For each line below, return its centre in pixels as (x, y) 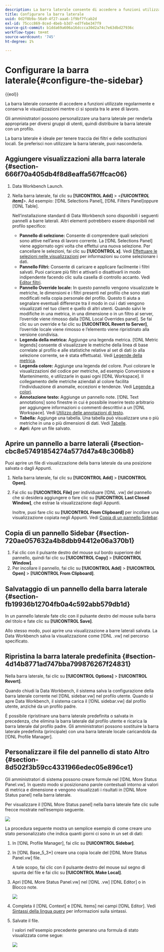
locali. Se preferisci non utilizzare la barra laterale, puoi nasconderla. (74, 143)
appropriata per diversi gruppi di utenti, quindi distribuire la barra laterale (78, 124)
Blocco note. (25, 887)
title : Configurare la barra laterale (44, 14)
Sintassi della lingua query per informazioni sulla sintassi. (70, 911)
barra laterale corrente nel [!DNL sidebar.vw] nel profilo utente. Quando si (79, 696)
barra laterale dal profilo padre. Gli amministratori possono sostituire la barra (82, 726)
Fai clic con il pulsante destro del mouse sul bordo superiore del (76, 553)
